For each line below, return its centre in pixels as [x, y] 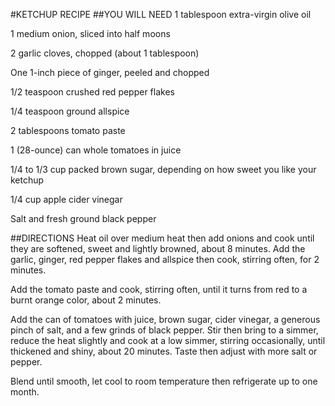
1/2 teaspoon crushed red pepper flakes [92, 92]
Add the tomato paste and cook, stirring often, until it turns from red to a [159, 289]
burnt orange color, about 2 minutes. [86, 300]
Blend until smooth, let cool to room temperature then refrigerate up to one [164, 381]
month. [25, 392]
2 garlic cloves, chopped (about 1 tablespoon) [105, 53]
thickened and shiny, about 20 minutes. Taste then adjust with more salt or [164, 351]
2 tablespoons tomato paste [68, 130]
